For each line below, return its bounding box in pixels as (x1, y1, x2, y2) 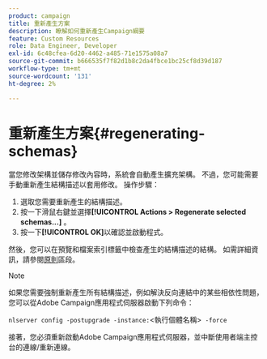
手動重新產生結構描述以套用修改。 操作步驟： (8, 180, 159, 190)
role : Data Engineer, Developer (8, 42, 117, 50)
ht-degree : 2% (8, 79, 57, 88)
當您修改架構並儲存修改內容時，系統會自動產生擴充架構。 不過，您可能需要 (8, 169, 259, 179)
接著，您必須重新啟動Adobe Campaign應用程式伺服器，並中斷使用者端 (8, 332, 244, 342)
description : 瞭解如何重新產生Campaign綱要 (8, 27, 146, 35)
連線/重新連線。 (22, 342, 75, 353)
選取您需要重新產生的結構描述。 (19, 197, 127, 207)
